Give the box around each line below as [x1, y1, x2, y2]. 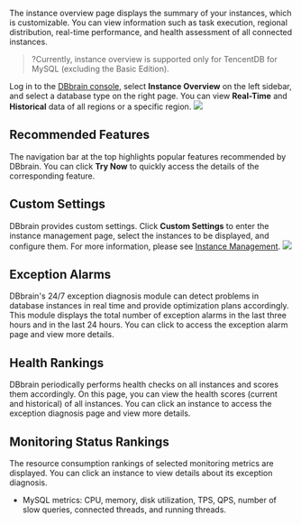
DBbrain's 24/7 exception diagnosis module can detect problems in [9, 290, 260, 301]
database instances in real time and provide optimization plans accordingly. [9, 300, 290, 311]
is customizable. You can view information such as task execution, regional [9, 17, 288, 28]
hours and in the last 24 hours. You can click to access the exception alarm [9, 319, 288, 330]
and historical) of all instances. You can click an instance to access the [9, 399, 272, 409]
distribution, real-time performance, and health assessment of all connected [9, 27, 293, 37]
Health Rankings [9, 355, 105, 371]
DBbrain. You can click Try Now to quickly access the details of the [9, 161, 260, 171]
